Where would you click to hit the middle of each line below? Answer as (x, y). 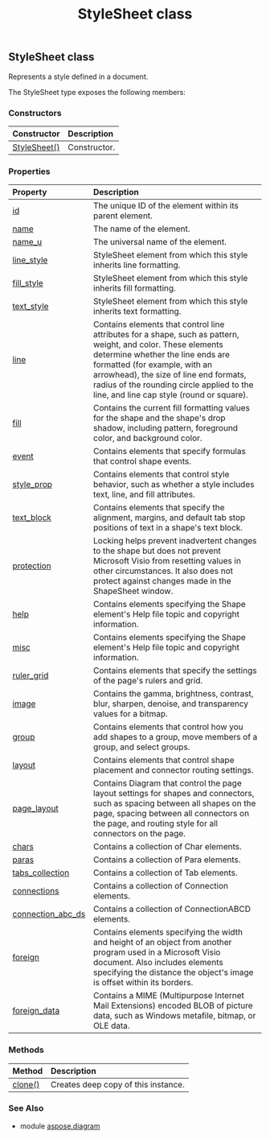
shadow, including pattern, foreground (166, 428)
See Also (26, 1108)
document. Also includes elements (158, 963)
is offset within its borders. (143, 983)
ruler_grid (31, 675)
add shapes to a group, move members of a (176, 737)
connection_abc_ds (49, 914)
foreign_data (36, 1011)
